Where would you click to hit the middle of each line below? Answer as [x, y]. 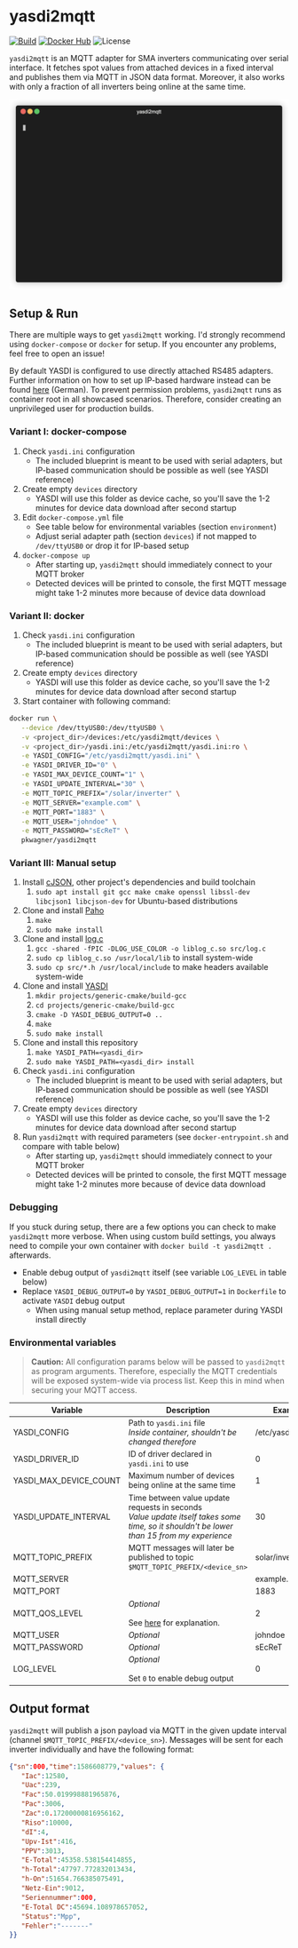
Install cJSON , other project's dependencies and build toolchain [138, 882]
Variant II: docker [47, 616]
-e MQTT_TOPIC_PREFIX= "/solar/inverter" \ [100, 793]
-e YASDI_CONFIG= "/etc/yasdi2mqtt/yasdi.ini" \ [110, 756]
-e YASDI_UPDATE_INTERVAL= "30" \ [82, 784]
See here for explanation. [174, 1622]
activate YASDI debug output [74, 1300]
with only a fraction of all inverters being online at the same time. [128, 86]
